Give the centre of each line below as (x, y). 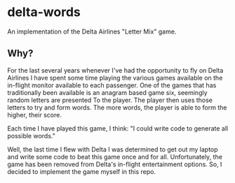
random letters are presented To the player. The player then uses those (110, 100)
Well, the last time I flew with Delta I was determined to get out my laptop (113, 149)
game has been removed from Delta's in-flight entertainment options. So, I (115, 164)
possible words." (32, 136)
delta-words (44, 12)
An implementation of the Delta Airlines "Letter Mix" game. (92, 31)
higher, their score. (34, 115)
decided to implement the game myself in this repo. (82, 171)
